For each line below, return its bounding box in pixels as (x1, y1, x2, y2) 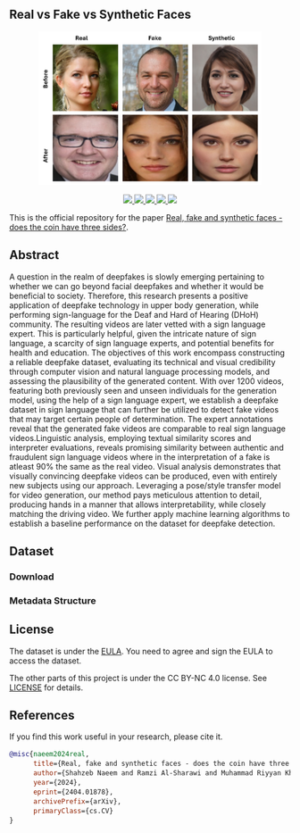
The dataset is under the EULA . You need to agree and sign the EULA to (9, 646, 274, 656)
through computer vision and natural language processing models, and (9, 366, 271, 377)
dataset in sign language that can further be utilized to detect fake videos (9, 404, 279, 414)
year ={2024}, (32, 779, 82, 787)
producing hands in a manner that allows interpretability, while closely (9, 499, 266, 510)
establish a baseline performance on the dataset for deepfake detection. (9, 518, 276, 529)
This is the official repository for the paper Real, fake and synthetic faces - (9, 212, 283, 222)
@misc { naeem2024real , (9, 750, 90, 759)
